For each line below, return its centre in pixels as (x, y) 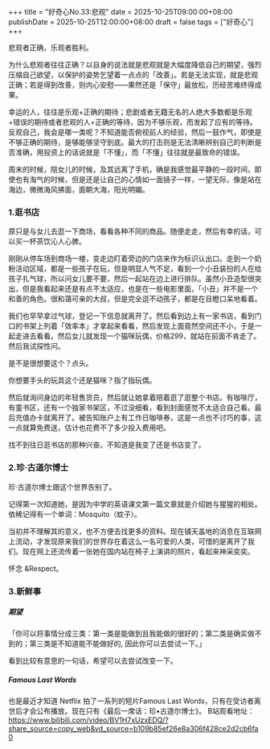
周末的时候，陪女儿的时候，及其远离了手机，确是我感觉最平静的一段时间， (131, 169)
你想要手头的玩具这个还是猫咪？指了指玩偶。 (82, 380)
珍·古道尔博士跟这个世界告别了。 (62, 486)
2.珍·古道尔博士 (39, 468)
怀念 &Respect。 (36, 568)
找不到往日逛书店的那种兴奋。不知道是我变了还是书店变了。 (107, 445)
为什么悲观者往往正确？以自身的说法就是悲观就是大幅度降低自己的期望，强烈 (135, 64)
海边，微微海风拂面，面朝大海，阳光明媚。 (79, 189)
